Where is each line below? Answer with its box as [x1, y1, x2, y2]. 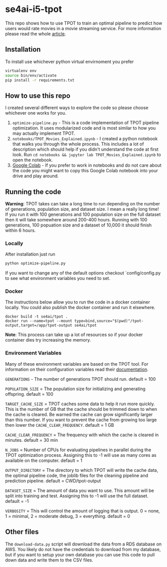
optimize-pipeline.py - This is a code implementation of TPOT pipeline [12, 120, 160, 126]
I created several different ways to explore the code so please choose [5, 105, 149, 111]
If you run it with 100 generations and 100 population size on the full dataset [5, 211, 161, 217]
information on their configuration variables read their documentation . [5, 366, 149, 372]
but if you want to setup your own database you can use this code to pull [5, 551, 155, 557]
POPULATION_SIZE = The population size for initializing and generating [5, 386, 146, 392]
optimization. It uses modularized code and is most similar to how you [12, 125, 156, 131]
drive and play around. [12, 173, 59, 179]
